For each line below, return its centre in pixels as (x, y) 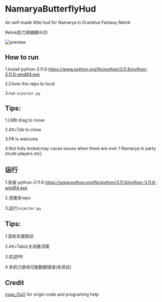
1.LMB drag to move (25, 120)
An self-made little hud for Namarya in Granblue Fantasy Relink (68, 22)
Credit (15, 283)
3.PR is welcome (22, 139)
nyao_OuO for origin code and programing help (52, 294)
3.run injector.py (23, 93)
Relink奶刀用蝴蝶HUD (26, 32)
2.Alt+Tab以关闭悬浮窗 (27, 247)
